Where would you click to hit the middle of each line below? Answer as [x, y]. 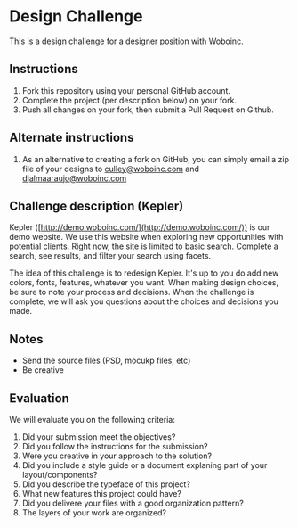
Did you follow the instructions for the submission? [115, 446]
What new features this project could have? [102, 494]
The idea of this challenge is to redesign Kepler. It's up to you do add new [144, 273]
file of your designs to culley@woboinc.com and [111, 169]
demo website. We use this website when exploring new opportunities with [146, 237]
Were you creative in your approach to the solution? [117, 456]
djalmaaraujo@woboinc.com [74, 178]
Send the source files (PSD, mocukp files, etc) [106, 361]
